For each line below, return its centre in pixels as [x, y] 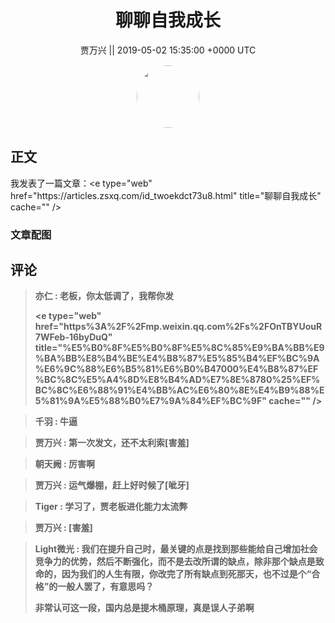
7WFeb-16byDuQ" [73, 337]
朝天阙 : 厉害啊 [65, 464]
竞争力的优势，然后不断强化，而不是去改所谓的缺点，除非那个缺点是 [175, 562]
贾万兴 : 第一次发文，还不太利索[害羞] [112, 443]
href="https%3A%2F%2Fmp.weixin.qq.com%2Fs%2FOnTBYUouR [178, 327]
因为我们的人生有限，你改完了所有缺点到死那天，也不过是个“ [186, 574]
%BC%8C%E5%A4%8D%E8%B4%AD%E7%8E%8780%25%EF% [177, 380]
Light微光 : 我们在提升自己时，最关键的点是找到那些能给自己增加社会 [176, 549]
